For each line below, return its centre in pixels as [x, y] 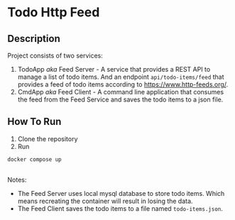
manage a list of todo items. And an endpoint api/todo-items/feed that [121, 77]
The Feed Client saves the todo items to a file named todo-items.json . [120, 209]
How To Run [34, 122]
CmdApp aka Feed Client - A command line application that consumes [121, 92]
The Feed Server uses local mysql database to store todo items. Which [121, 194]
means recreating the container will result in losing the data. [105, 201]
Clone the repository [48, 138]
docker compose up [34, 159]
